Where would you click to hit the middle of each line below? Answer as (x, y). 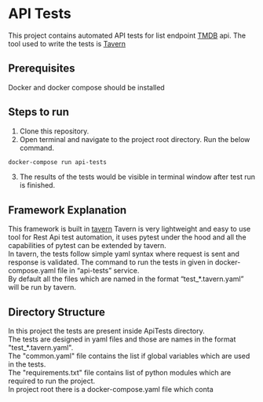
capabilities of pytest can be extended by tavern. (87, 246)
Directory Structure (57, 312)
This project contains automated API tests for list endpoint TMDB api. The (127, 35)
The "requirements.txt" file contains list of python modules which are (120, 373)
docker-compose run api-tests (58, 162)
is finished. (37, 185)
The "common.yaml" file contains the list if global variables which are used (129, 356)
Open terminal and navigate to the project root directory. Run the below (135, 139)
